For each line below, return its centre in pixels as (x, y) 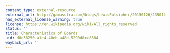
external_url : (20, 15)
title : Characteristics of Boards (42, 33)
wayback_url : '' (22, 43)
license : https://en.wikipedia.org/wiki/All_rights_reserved (71, 24)
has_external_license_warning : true (44, 19)
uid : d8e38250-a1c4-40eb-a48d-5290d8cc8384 (52, 38)
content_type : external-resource (40, 10)
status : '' (17, 29)
